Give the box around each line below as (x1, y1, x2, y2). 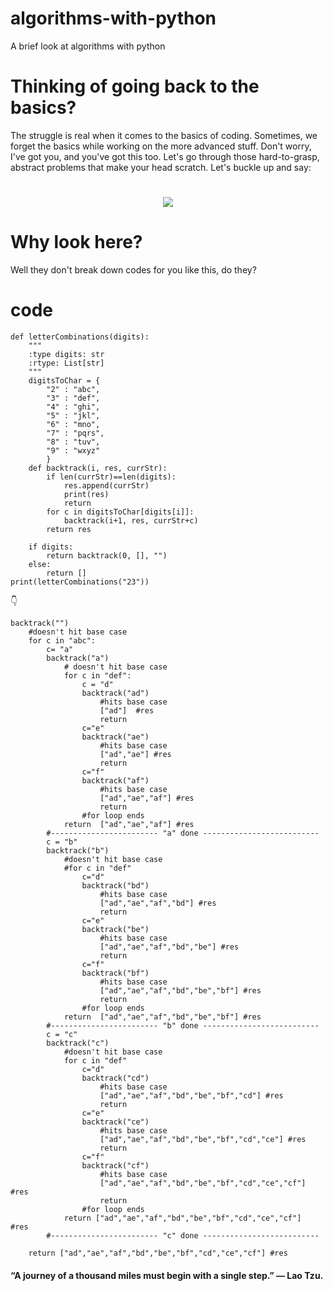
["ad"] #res (99, 705, 155, 716)
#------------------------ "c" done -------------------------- (46, 1230, 320, 1241)
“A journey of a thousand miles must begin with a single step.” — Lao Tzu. (10, 1269, 324, 1281)
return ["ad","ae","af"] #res (63, 819, 195, 829)
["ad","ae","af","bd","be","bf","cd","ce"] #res (99, 1134, 307, 1144)
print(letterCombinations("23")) (10, 577, 150, 587)
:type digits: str (28, 349, 105, 359)
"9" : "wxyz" (46, 445, 101, 456)
